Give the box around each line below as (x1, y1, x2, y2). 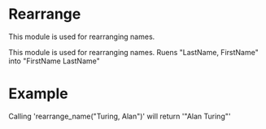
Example (8, 84, 68, 103)
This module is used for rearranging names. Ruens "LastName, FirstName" (8, 47, 259, 57)
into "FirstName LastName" (8, 56, 100, 66)
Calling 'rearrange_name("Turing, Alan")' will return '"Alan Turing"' (8, 111, 231, 121)
